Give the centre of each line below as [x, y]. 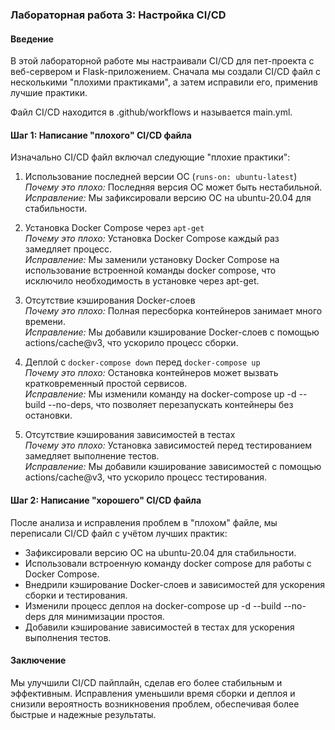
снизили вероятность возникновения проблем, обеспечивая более [155, 704]
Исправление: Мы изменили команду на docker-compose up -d [160, 394]
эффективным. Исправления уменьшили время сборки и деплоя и [153, 693]
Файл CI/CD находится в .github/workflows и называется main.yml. [151, 112]
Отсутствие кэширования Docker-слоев [110, 300]
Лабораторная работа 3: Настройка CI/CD [118, 15]
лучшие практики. [49, 93]
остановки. [48, 415]
